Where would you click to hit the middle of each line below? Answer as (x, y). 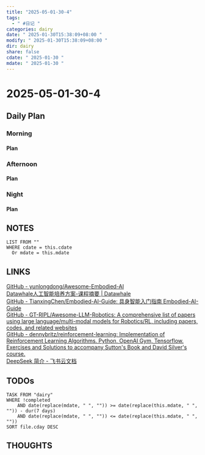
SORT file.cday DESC (33, 427)
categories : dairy (30, 29)
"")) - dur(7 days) (31, 411)
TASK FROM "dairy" (30, 395)
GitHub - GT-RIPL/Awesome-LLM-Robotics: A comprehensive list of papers (101, 315)
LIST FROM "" (23, 243)
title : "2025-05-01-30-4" (39, 12)
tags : (13, 18)
